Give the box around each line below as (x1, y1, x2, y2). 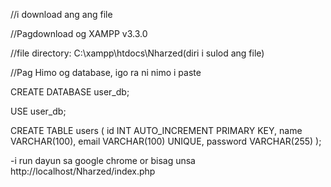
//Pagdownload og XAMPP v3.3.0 (10, 28, 148, 39)
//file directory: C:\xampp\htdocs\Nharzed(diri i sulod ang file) (10, 47, 265, 59)
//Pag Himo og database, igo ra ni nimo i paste (10, 67, 202, 78)
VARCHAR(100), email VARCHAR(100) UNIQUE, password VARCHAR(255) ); (10, 135, 322, 147)
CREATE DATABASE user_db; (10, 86, 130, 98)
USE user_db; (10, 105, 67, 117)
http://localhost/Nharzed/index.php (10, 165, 156, 177)
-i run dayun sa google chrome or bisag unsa (10, 155, 196, 166)
